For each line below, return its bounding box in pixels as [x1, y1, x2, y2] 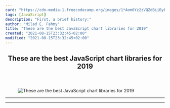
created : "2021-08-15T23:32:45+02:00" [5, 31, 87, 36]
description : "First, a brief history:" [5, 17, 92, 22]
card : [5, 7, 17, 13]
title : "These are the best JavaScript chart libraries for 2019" [5, 26, 148, 31]
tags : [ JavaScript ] [5, 12, 47, 17]
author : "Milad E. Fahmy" [5, 21, 60, 27]
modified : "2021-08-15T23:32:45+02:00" [5, 36, 90, 41]
